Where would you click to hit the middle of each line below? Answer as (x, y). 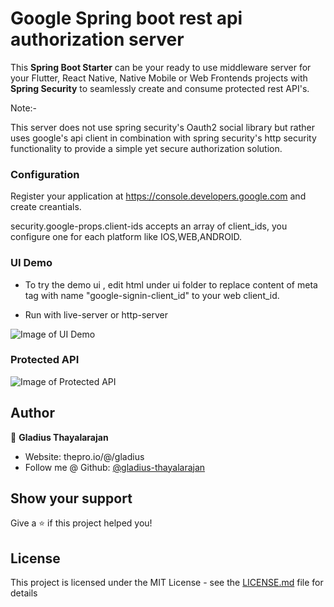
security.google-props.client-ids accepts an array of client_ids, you (149, 226)
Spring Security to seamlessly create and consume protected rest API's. (160, 88)
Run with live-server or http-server (96, 314)
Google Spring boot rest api (126, 18)
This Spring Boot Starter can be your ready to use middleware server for (161, 67)
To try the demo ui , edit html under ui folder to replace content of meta (171, 284)
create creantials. (46, 207)
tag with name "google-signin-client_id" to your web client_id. (152, 295)
